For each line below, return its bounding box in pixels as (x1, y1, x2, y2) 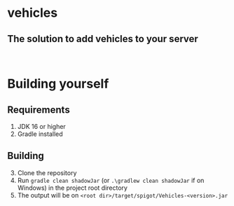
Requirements (7, 104, 70, 116)
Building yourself (7, 76, 109, 92)
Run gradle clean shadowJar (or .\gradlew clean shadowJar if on (17, 176, 205, 184)
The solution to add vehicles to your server (7, 33, 198, 45)
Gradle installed (17, 130, 63, 138)
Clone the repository (17, 168, 77, 177)
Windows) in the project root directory (17, 184, 128, 192)
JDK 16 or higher (17, 123, 67, 130)
